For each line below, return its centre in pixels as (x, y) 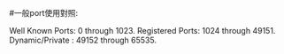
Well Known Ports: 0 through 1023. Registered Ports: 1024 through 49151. (142, 31)
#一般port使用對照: (43, 13)
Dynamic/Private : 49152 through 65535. (83, 40)
